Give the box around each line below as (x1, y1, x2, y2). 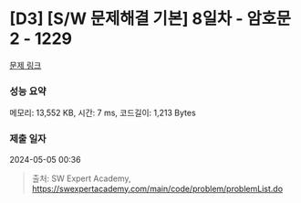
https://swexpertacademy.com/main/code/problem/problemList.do (31, 183, 284, 194)
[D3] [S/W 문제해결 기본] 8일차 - (9, 8, 244, 29)
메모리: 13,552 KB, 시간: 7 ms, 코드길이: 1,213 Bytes (9, 107, 196, 119)
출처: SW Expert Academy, (31, 173, 131, 184)
